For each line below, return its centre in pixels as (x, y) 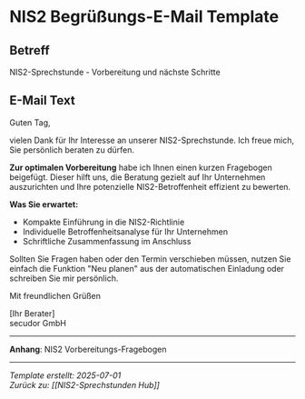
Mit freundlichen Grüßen (55, 295)
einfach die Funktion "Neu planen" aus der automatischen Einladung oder (147, 268)
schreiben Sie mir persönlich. (64, 278)
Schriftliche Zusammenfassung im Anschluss (107, 241)
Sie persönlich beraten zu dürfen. (72, 150)
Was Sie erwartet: (44, 204)
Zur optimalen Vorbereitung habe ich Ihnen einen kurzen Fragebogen (141, 167)
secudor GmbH (38, 323)
